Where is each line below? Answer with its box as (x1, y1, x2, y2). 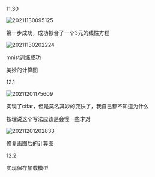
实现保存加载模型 (6, 164, 49, 171)
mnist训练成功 (6, 54, 41, 61)
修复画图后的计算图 (6, 140, 54, 147)
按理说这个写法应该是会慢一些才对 (6, 116, 91, 122)
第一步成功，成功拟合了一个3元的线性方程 (6, 29, 110, 36)
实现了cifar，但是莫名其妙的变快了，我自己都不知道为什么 (6, 102, 149, 110)
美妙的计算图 (6, 66, 38, 73)
